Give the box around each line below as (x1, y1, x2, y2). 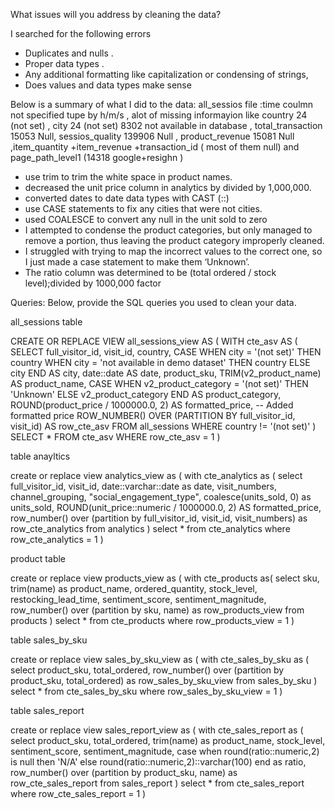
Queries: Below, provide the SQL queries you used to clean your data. (10, 297, 297, 308)
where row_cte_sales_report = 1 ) (10, 788, 147, 799)
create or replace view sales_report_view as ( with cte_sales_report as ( (10, 724, 304, 736)
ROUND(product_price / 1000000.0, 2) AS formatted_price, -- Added (10, 399, 294, 411)
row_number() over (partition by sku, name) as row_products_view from (10, 604, 305, 616)
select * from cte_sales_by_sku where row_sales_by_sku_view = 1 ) (10, 685, 283, 697)
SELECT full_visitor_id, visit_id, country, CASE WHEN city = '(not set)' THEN (10, 346, 322, 358)
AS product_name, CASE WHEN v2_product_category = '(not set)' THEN (10, 378, 309, 389)
